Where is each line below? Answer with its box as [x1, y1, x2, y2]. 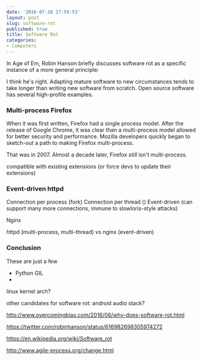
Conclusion [6, 244, 41, 252]
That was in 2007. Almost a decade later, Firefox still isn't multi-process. [6, 151, 187, 158]
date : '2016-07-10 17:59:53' [6, 9, 81, 15]
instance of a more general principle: [6, 66, 99, 73]
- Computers [6, 43, 37, 49]
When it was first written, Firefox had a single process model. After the [6, 120, 184, 127]
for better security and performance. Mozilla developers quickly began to [6, 133, 191, 140]
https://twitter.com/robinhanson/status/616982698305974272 [6, 323, 163, 330]
